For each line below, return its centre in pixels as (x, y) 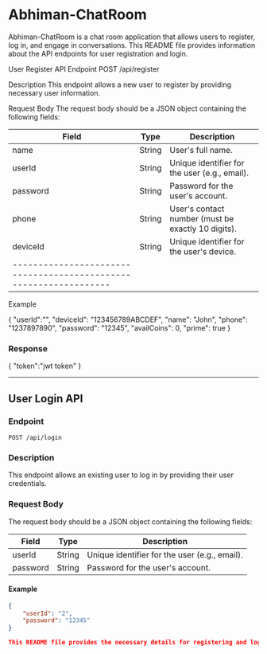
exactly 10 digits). (203, 229)
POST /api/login (35, 437)
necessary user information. (54, 92)
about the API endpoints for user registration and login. (98, 53)
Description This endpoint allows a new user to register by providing (120, 84)
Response (28, 348)
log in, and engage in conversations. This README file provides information (132, 45)
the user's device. (203, 251)
